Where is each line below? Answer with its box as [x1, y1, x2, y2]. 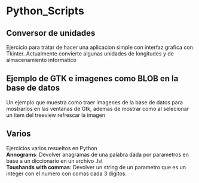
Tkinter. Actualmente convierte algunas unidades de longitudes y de [6, 50, 174, 57]
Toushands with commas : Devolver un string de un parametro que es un [6, 163, 186, 170]
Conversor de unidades [6, 28, 96, 38]
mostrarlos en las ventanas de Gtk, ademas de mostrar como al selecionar [6, 105, 189, 112]
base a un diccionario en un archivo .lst [6, 157, 103, 165]
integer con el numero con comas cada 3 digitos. [6, 170, 127, 177]
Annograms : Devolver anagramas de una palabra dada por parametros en [6, 151, 189, 158]
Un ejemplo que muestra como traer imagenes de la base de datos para [6, 98, 183, 106]
